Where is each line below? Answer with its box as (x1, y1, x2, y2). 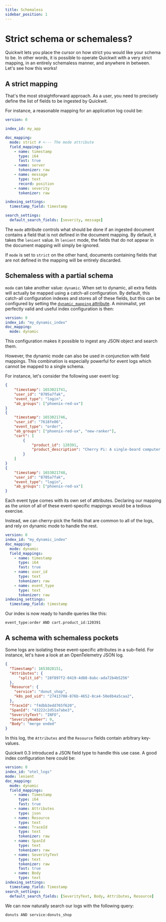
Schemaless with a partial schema (5, 271, 113, 280)
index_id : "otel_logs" (5, 769, 52, 774)
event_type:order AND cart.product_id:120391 (5, 620, 101, 625)
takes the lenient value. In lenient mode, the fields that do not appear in (5, 237, 154, 243)
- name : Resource (14, 815, 50, 820)
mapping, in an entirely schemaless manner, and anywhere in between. (5, 60, 150, 66)
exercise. (5, 508, 24, 514)
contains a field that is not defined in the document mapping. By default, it (5, 231, 157, 238)
